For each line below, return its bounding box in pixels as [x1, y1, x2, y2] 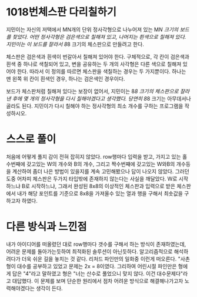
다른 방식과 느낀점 [6, 220, 87, 233]
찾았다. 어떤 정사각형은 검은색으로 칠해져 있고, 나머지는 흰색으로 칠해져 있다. [12, 33, 186, 40]
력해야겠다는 [6, 285, 35, 292]
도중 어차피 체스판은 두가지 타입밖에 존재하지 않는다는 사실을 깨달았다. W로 [6, 175, 178, 182]
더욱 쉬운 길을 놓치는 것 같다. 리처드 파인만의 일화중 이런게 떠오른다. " [21, 255, 181, 262]
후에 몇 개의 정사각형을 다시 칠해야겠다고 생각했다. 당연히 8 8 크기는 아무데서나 [12, 95, 191, 102]
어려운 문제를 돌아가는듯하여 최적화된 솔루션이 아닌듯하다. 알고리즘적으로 [6, 248, 173, 255]
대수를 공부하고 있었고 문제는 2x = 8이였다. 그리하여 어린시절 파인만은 [16, 262, 177, 269]
